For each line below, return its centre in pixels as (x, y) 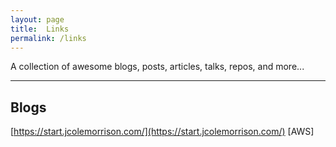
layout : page (37, 19)
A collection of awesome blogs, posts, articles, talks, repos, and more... (157, 67)
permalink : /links (48, 38)
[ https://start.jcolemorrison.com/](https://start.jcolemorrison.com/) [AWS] (162, 132)
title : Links (40, 29)
